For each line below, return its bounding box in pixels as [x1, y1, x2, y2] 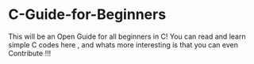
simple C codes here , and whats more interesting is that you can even [8, 40, 238, 49]
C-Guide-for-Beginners [8, 6, 167, 24]
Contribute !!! [8, 48, 52, 58]
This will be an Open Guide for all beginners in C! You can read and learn [8, 32, 246, 41]
